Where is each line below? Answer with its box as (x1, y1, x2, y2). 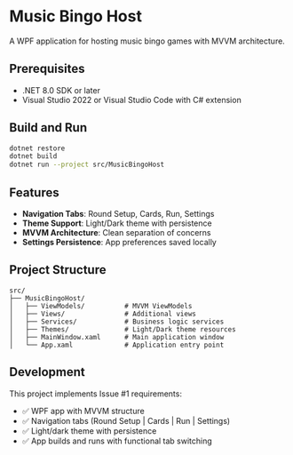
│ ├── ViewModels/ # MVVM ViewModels (9, 301, 193, 310)
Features (9, 185, 59, 200)
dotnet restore (9, 144, 66, 153)
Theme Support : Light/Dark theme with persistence (21, 218, 212, 228)
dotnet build (9, 152, 58, 161)
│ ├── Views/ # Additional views (9, 309, 197, 318)
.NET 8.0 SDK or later (21, 84, 100, 95)
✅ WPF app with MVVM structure (21, 405, 145, 416)
